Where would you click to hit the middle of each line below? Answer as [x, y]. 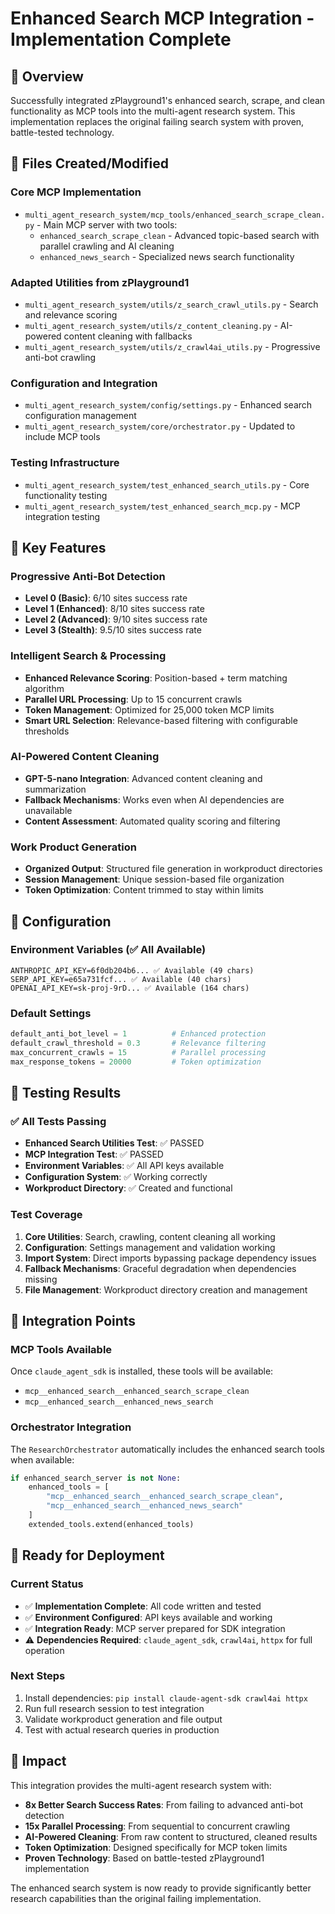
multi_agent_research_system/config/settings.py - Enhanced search [168, 405]
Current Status [47, 1584]
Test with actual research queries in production [122, 1729]
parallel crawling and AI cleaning [107, 246]
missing [41, 1279]
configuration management [80, 416]
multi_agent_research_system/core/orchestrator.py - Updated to [160, 426]
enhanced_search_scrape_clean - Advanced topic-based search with [179, 235]
